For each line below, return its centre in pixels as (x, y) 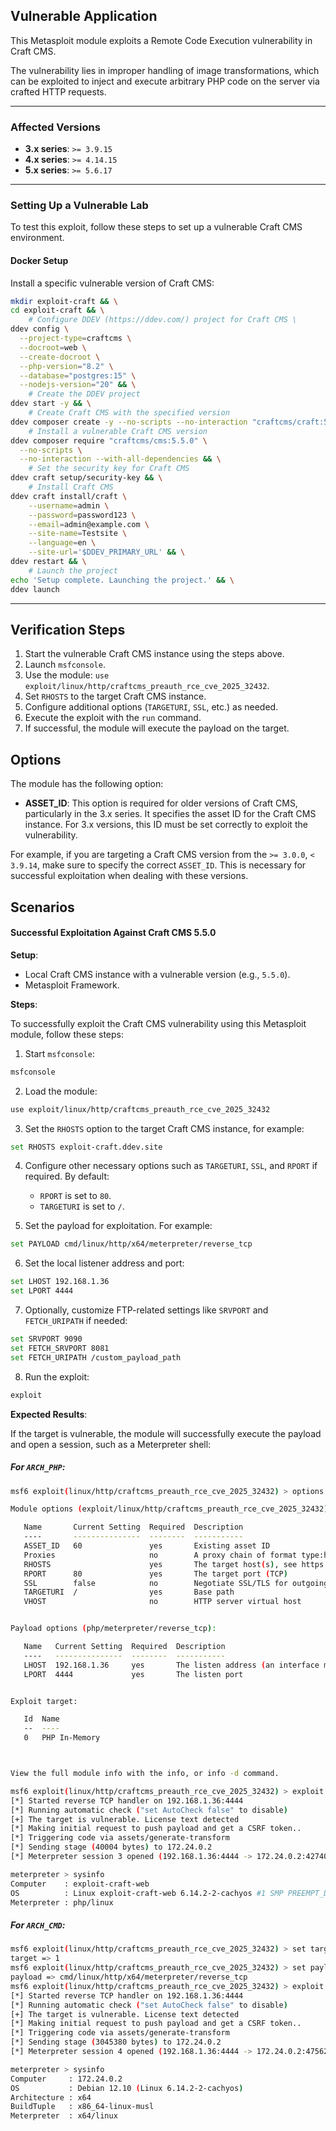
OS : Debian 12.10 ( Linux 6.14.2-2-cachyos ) (127, 2088)
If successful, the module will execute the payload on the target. (157, 728)
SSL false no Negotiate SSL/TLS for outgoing (176, 1583)
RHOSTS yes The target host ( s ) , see (160, 1564)
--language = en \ (62, 543)
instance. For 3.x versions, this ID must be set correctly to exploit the (166, 825)
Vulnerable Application (84, 16)
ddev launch (35, 589)
